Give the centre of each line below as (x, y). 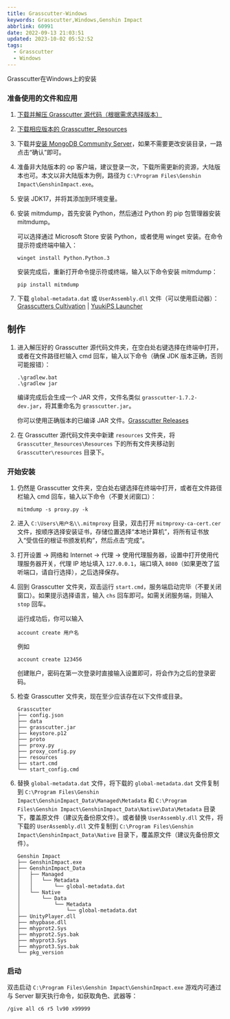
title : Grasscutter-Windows (47, 13)
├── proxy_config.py (46, 752)
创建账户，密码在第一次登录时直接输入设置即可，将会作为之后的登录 (113, 673)
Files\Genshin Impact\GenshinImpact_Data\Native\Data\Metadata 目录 (116, 809)
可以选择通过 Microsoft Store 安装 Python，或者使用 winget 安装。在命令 (120, 237)
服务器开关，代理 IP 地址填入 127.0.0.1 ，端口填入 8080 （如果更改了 (118, 564)
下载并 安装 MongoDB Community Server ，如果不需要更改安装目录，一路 (119, 144)
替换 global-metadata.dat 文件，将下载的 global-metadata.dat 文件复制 (118, 783)
